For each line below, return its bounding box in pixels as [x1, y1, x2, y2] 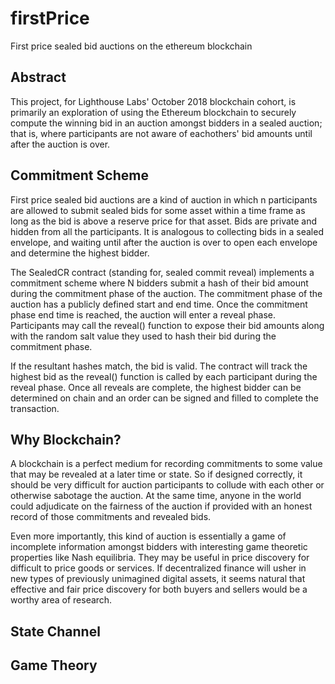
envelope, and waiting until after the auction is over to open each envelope [10, 236, 318, 248]
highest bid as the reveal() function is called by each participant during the [10, 370, 318, 382]
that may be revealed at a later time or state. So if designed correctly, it [10, 468, 303, 481]
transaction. [10, 402, 60, 414]
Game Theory [10, 657, 98, 674]
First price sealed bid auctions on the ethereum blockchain [10, 40, 253, 52]
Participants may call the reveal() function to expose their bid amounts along [10, 319, 325, 331]
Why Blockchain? [10, 431, 122, 448]
